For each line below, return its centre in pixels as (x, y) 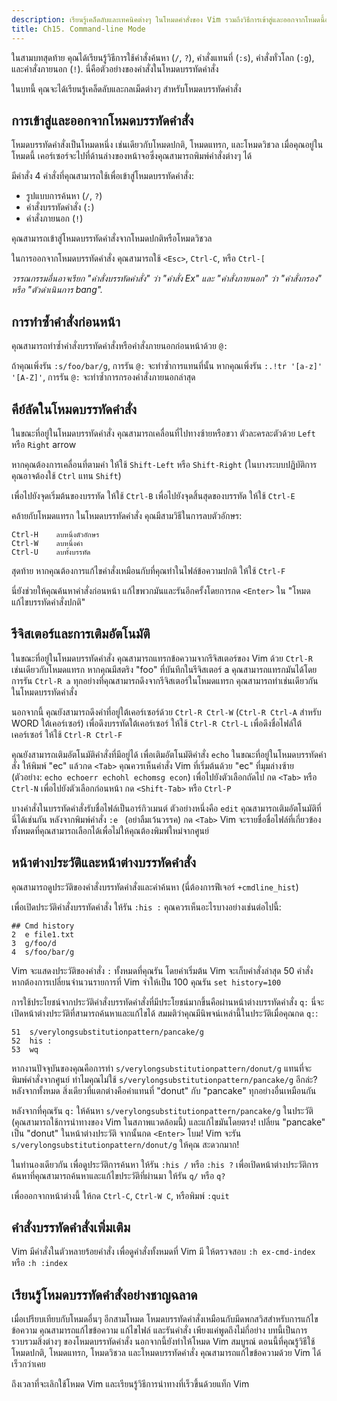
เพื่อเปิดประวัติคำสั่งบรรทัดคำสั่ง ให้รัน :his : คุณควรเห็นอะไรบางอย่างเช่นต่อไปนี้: (146, 907)
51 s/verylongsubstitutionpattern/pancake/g (107, 1032)
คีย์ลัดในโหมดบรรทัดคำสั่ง (74, 409)
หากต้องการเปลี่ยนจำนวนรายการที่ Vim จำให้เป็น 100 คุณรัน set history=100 (146, 982)
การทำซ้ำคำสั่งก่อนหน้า (66, 321)
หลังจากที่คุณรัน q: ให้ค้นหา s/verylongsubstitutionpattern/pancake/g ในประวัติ (162, 1110)
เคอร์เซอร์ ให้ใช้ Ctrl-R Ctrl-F (67, 734)
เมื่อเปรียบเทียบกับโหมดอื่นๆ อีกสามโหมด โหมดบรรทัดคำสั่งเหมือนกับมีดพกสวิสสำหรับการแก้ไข (165, 1319)
